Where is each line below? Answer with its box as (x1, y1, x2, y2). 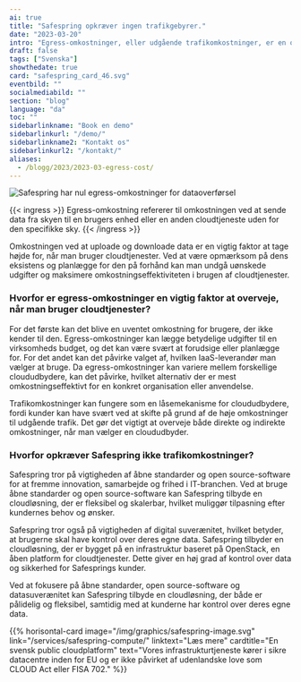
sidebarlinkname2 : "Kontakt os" (9, 138, 130, 147)
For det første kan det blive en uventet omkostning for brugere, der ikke (9, 323, 273, 334)
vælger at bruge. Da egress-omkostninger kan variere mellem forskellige (9, 362, 278, 372)
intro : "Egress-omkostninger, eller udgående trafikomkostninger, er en (9, 38, 287, 47)
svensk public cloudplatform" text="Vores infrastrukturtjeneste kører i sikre (9, 644, 287, 655)
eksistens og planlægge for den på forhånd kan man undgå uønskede (9, 260, 267, 271)
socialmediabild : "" (9, 88, 87, 97)
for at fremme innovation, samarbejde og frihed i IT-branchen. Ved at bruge (9, 478, 288, 489)
